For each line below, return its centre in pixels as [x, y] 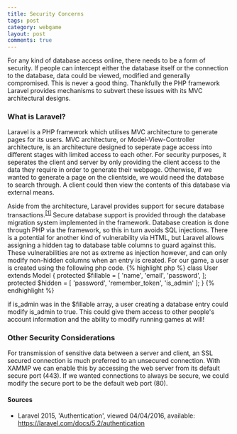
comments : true [30, 40]
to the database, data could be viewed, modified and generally [99, 76]
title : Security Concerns [45, 14]
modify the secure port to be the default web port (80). [88, 384]
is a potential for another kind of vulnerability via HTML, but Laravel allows [116, 238]
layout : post [27, 34]
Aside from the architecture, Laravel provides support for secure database [116, 206]
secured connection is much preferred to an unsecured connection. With [114, 361]
